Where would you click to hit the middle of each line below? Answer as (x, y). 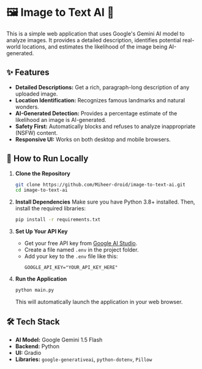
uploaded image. (36, 94)
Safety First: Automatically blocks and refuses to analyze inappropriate (105, 126)
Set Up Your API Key (41, 232)
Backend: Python (37, 346)
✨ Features (28, 73)
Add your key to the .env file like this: (71, 256)
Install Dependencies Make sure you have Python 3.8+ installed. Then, (105, 202)
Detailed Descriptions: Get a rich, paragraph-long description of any (102, 87)
